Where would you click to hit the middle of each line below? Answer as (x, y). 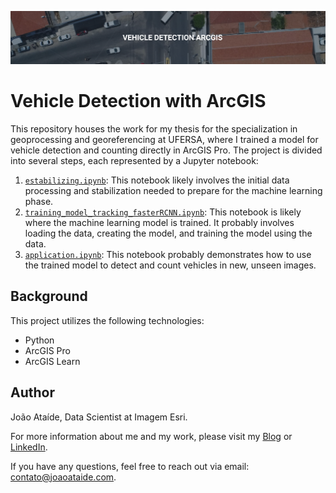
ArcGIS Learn (52, 361)
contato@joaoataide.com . (63, 477)
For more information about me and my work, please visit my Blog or (151, 436)
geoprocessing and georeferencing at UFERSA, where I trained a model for (164, 140)
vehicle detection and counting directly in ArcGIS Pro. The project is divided (166, 150)
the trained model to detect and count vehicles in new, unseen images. (170, 265)
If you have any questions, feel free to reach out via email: (130, 466)
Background (49, 296)
